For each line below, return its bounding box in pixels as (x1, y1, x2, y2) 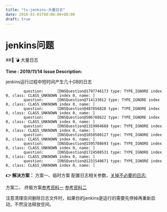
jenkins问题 (5, 39, 54, 51)
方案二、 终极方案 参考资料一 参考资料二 (5, 185, 87, 191)
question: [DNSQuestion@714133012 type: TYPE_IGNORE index (23, 98, 160, 103)
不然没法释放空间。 (14, 202, 54, 208)
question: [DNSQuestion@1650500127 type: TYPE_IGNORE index (23, 133, 163, 138)
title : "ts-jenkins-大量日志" (5, 7, 65, 12)
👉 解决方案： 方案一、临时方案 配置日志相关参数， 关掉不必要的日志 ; (5, 173, 147, 179)
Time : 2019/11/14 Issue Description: (5, 68, 83, 75)
